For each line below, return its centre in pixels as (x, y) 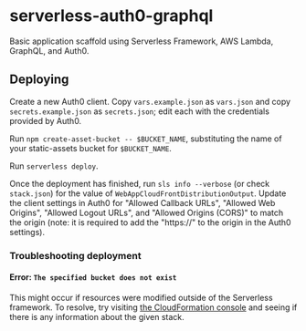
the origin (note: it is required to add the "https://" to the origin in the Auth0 (150, 222)
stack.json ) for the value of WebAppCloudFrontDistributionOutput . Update (148, 193)
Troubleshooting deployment (75, 255)
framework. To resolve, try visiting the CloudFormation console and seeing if (153, 307)
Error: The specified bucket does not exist (93, 277)
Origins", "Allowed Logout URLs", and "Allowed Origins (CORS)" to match (147, 212)
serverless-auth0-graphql (111, 16)
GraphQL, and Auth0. (49, 50)
